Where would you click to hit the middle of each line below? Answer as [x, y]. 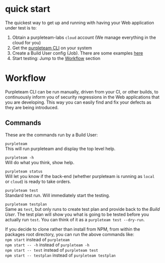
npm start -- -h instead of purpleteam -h [47, 245]
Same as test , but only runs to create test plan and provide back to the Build [82, 209]
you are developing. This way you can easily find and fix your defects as [78, 102]
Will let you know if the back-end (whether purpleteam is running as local [80, 176]
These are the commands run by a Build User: [52, 135]
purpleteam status [24, 171]
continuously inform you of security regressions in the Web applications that [82, 97]
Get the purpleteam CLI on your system [52, 48]
